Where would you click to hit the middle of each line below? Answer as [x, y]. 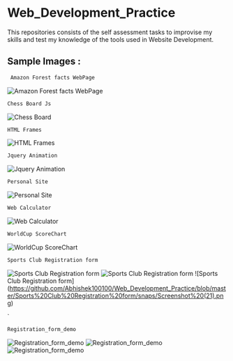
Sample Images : [44, 62]
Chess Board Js [29, 103]
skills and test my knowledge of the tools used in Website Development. [111, 39]
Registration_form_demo [42, 329]
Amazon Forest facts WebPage [53, 77]
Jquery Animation [32, 156]
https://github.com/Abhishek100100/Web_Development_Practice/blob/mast [118, 288]
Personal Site [28, 182]
